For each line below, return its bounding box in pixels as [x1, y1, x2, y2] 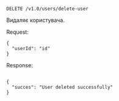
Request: [6, 28, 29, 36]
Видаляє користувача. [6, 17, 65, 24]
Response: [6, 62, 34, 69]
